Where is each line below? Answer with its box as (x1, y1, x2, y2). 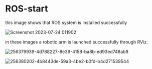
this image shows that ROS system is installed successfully (5, 19, 127, 25)
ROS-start (5, 3, 48, 14)
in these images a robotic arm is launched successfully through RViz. (5, 38, 148, 45)
